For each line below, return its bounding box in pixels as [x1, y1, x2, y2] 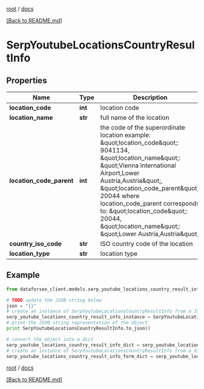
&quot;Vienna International [100, 161, 176, 170]
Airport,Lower [100, 169, 140, 177]
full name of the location [100, 114, 170, 122]
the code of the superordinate [100, 123, 185, 131]
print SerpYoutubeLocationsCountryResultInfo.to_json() [6, 325, 151, 332]
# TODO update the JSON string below [6, 297, 102, 303]
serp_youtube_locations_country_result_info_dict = [6, 342, 140, 348]
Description [132, 94, 168, 102]
